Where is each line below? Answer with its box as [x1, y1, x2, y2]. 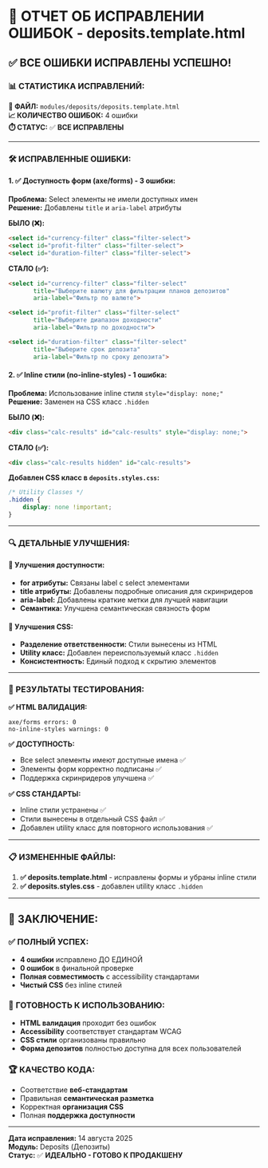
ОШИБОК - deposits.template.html [8, 24, 246, 42]
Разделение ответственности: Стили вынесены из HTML [19, 639, 218, 649]
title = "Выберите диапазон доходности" [33, 316, 162, 324]
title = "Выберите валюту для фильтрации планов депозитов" [33, 287, 230, 295]
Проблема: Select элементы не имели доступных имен [8, 195, 198, 204]
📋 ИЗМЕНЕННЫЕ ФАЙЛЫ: [8, 851, 116, 862]
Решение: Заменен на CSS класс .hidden [8, 397, 149, 406]
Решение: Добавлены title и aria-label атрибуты [8, 203, 182, 212]
